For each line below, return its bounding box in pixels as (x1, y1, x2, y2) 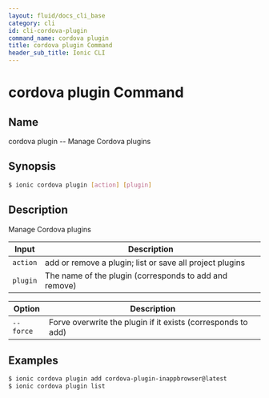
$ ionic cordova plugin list (8, 382, 106, 391)
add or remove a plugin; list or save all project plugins (45, 257, 246, 268)
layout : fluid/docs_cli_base (8, 11, 106, 20)
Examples (8, 353, 58, 367)
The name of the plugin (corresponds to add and (45, 270, 228, 281)
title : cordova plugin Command (8, 42, 113, 50)
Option (13, 303, 40, 314)
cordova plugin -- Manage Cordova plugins (8, 137, 151, 146)
